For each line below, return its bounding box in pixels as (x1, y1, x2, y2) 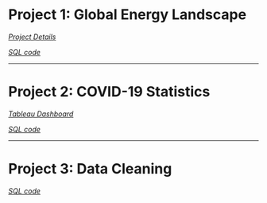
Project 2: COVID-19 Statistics (8, 83, 211, 101)
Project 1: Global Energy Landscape (8, 6, 247, 24)
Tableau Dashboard (8, 109, 74, 119)
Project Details (8, 32, 56, 41)
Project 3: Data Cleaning (8, 160, 172, 178)
